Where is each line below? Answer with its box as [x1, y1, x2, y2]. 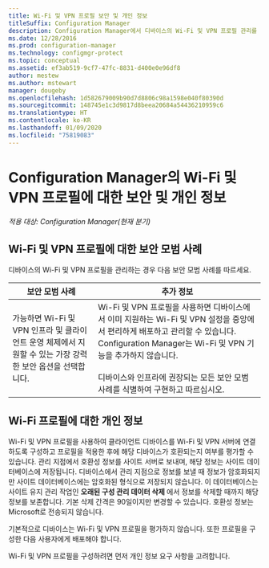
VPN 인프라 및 [12, 325, 63, 336]
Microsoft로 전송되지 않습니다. [8, 507, 104, 517]
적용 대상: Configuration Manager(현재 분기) [8, 216, 151, 226]
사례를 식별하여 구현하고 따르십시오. [97, 384, 225, 395]
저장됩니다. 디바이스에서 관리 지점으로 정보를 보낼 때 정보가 [42, 467, 227, 476]
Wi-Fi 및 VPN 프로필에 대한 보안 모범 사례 [8, 242, 203, 255]
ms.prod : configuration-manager [8, 42, 116, 50]
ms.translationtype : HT [8, 109, 88, 117]
